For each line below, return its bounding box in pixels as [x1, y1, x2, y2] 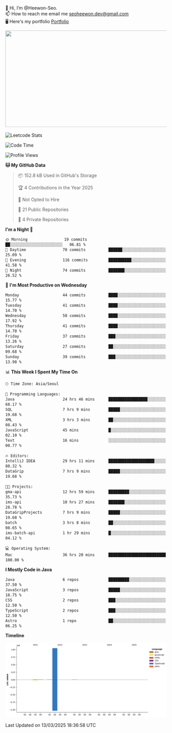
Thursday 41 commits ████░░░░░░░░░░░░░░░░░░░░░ [5, 324, 166, 329]
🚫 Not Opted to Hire [17, 196, 60, 203]
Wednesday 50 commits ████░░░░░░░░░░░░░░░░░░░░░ [5, 313, 166, 318]
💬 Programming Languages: [5, 391, 60, 397]
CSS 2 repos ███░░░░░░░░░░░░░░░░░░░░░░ [5, 598, 166, 603]
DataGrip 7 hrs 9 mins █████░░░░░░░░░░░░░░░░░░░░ [5, 469, 166, 474]
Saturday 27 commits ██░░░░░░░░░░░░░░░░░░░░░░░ [5, 344, 166, 349]
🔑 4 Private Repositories [17, 217, 69, 222]
